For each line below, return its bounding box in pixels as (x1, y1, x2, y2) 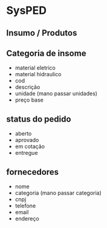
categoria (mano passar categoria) (15, 189, 102, 197)
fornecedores (6, 167, 59, 177)
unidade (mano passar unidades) (15, 90, 98, 97)
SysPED (6, 4, 47, 18)
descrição (15, 83, 41, 91)
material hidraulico (15, 71, 62, 78)
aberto (15, 130, 32, 137)
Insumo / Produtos (6, 28, 77, 38)
